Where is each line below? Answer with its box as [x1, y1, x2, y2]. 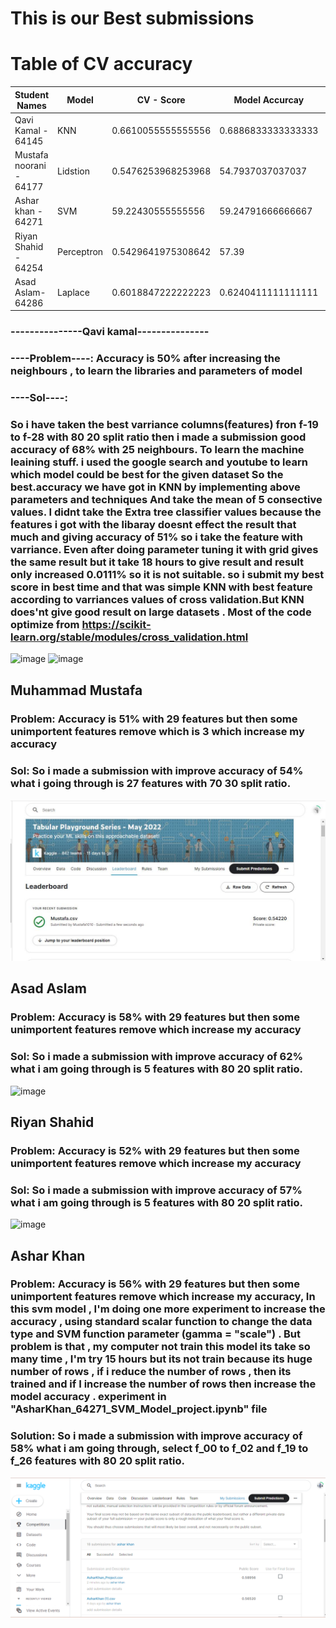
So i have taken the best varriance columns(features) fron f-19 [10, 418, 319, 432]
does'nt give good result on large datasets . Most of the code [10, 605, 312, 619]
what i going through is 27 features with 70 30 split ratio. [10, 776, 292, 790]
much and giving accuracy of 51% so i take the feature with [10, 530, 303, 544]
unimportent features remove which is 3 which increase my [10, 724, 305, 738]
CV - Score [136, 94, 186, 106]
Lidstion [57, 165, 90, 177]
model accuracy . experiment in [10, 1390, 167, 1404]
